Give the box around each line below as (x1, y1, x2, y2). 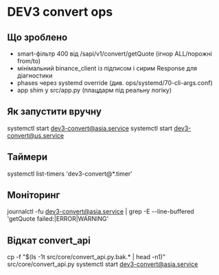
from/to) (16, 57, 41, 65)
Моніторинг (7, 189, 60, 201)
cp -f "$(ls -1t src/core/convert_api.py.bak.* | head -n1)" (7, 253, 166, 261)
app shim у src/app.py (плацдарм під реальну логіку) (16, 86, 172, 94)
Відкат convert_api (7, 235, 91, 246)
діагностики (16, 71, 53, 80)
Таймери (7, 152, 48, 163)
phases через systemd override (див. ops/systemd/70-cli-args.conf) (16, 79, 213, 86)
